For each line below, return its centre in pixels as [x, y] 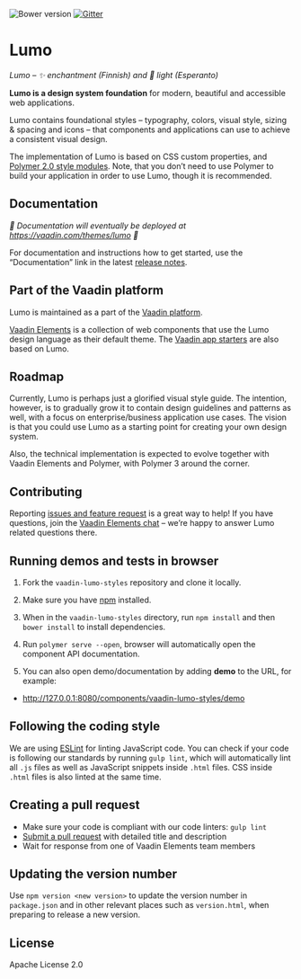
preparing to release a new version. [75, 915]
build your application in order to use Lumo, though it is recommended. [141, 175]
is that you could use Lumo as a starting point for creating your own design [148, 427]
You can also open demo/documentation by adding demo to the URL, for [157, 671]
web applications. [42, 102]
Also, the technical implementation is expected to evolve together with [139, 454]
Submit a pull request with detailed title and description [124, 836]
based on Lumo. [40, 348]
